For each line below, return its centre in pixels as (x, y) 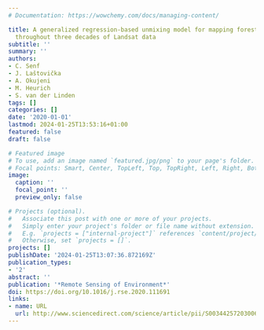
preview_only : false (49, 197)
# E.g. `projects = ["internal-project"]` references (101, 233)
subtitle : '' (29, 44)
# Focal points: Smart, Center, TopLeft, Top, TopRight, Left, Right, (126, 168)
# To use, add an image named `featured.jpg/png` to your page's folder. (132, 161)
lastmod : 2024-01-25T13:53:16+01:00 (68, 125)
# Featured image (37, 153)
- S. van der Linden (42, 95)
